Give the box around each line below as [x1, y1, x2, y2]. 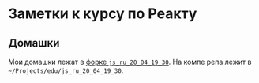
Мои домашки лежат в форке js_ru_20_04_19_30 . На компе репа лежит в [8, 57, 252, 66]
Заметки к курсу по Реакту [8, 5, 197, 23]
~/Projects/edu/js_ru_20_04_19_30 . [8, 66, 124, 75]
